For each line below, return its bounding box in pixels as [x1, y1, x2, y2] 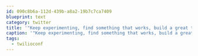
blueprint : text [6, 14, 46, 20]
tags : [6, 36, 19, 41]
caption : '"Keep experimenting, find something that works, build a [6, 30, 178, 36]
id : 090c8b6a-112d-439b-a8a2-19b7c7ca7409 [6, 8, 112, 15]
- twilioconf [11, 41, 44, 47]
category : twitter [6, 19, 51, 25]
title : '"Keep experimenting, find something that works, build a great [6, 24, 189, 31]
